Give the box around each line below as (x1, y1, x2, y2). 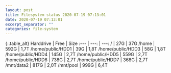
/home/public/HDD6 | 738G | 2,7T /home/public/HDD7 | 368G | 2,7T (5, 57, 149, 63)
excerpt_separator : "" (5, 21, 54, 27)
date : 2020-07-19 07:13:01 (5, 17, 63, 22)
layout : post (5, 7, 33, 13)
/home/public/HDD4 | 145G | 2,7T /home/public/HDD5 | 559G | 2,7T (5, 52, 148, 58)
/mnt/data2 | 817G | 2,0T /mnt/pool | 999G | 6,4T (5, 62, 108, 68)
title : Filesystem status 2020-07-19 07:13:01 (5, 12, 106, 17)
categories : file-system (5, 27, 58, 32)
